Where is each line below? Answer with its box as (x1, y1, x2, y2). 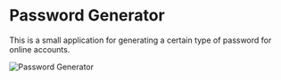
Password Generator (9, 5, 165, 26)
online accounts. (9, 44, 70, 54)
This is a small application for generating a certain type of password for (9, 35, 272, 45)
